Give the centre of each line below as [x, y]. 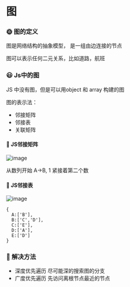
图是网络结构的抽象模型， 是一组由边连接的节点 [64, 46]
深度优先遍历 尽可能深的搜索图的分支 [60, 271]
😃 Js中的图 [23, 76]
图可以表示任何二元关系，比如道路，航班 [56, 58]
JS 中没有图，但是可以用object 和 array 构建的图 [65, 89]
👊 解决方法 [21, 257]
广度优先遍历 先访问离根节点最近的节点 [62, 278]
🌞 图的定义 [22, 32]
